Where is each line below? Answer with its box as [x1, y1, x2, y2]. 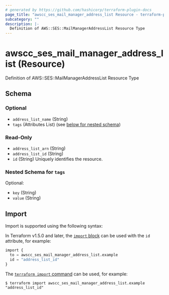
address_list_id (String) [12, 151, 64, 157]
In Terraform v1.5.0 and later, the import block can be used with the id [5, 233, 150, 239]
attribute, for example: [5, 238, 51, 244]
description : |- [5, 21, 39, 27]
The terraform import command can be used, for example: [5, 271, 128, 277]
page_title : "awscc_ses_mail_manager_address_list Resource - [5, 12, 138, 17]
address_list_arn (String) [12, 145, 66, 151]
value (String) [12, 195, 41, 201]
